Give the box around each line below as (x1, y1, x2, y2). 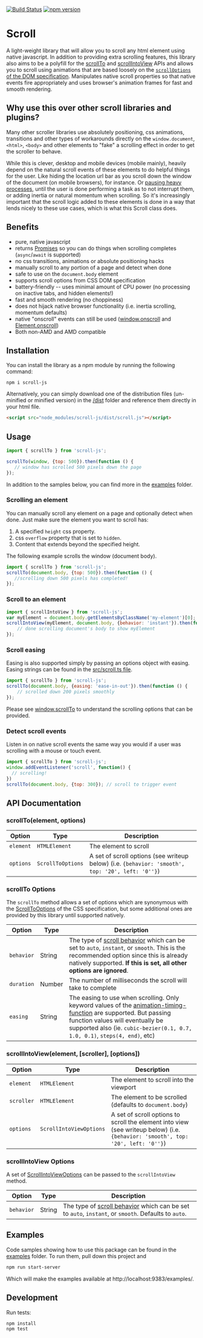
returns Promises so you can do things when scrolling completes (14, 244, 177, 252)
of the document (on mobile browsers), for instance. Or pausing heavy (6, 178, 182, 186)
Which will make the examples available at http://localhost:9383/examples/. (6, 1275, 195, 1282)
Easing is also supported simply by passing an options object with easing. (6, 659, 190, 667)
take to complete (69, 984, 117, 992)
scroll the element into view (111, 1118, 189, 1126)
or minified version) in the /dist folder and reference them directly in (27, 397, 196, 404)
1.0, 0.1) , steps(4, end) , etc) (69, 1031, 155, 1040)
